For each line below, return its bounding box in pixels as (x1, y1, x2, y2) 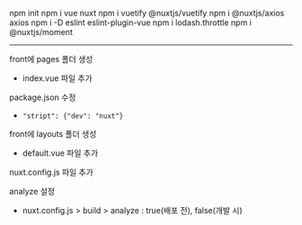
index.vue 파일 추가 (22, 73, 93, 84)
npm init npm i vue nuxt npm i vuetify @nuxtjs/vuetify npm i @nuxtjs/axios (9, 8, 285, 18)
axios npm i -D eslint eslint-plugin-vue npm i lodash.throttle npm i (9, 17, 252, 28)
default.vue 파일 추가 (22, 148, 99, 158)
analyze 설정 (9, 186, 56, 196)
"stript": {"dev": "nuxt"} (22, 112, 124, 121)
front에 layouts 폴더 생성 (9, 129, 97, 139)
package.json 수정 (9, 92, 76, 103)
